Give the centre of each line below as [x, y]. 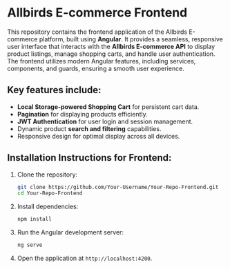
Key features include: [54, 90]
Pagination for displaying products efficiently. [83, 114]
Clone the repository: [47, 175]
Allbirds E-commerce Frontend [97, 13]
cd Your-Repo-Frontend [50, 193]
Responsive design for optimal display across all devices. [98, 136]
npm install [34, 219]
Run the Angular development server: [70, 232]
